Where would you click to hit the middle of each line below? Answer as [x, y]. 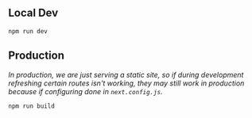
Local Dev [33, 13]
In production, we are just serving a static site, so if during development [126, 74]
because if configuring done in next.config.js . [85, 91]
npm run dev [28, 31]
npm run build [32, 106]
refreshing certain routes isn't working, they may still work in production [126, 83]
